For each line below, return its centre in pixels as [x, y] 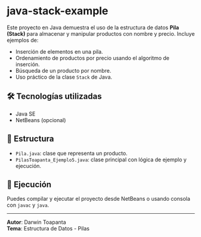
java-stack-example [58, 11]
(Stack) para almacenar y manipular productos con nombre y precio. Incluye [101, 33]
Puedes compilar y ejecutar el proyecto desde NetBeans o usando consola [98, 199]
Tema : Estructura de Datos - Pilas [48, 229]
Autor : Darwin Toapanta [36, 222]
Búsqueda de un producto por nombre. [63, 70]
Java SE [25, 114]
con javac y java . [28, 205]
